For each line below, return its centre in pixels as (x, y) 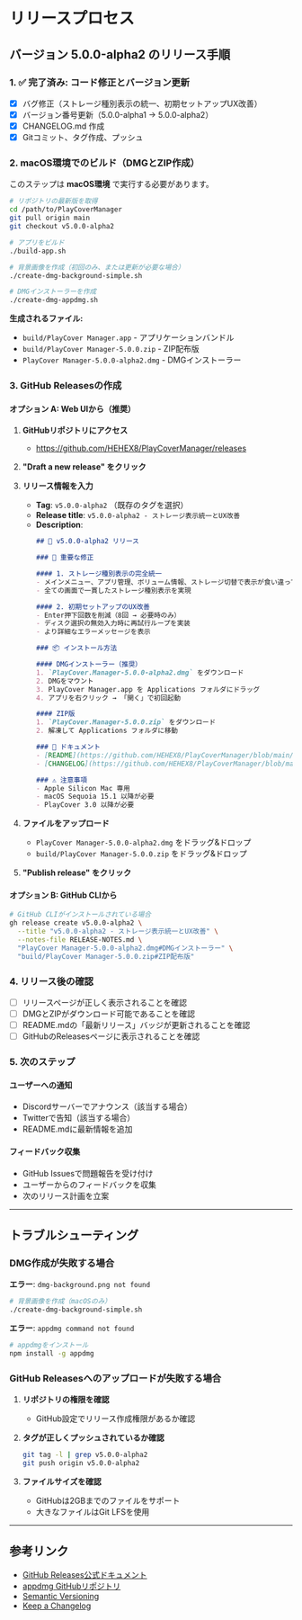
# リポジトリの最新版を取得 (54, 201)
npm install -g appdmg (52, 1353)
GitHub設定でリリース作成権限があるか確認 (115, 1419)
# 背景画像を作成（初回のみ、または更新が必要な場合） (97, 267)
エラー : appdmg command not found (72, 1328)
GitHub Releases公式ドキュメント (84, 1574)
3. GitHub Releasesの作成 (66, 386)
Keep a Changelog (57, 1606)
